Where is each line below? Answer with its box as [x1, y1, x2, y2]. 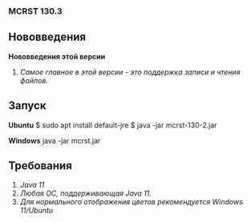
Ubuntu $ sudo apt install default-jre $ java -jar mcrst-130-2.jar [8, 120, 218, 130]
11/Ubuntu [19, 206, 54, 216]
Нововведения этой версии [8, 51, 106, 61]
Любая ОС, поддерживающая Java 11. [19, 188, 152, 198]
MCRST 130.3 [8, 6, 63, 17]
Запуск [8, 99, 47, 113]
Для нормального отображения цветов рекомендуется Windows [19, 197, 243, 207]
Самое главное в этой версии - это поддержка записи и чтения [19, 67, 241, 77]
